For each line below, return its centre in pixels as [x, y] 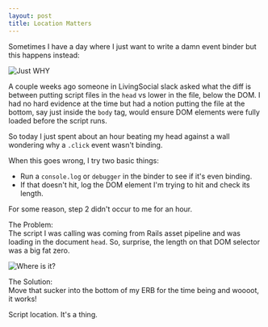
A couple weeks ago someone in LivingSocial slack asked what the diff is [130, 86]
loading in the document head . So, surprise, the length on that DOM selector [134, 241]
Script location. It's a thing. [53, 314]
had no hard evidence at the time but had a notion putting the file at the [127, 103]
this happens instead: [44, 55]
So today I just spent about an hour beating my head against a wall [119, 136]
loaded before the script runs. [58, 120]
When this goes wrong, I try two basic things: [84, 160]
